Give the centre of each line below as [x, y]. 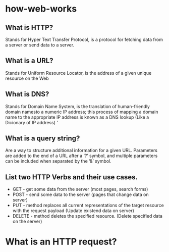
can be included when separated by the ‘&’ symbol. [59, 161]
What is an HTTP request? [61, 242]
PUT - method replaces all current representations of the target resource [88, 206]
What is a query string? [43, 139]
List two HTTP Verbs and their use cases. [71, 177]
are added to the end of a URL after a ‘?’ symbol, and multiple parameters [81, 156]
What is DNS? [27, 94]
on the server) [27, 221]
